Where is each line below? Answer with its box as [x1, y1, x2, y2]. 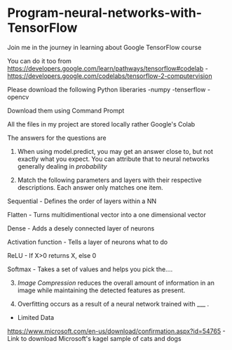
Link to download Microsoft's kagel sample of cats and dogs [7, 334, 182, 342]
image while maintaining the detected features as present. [17, 286, 186, 294]
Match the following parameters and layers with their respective [17, 176, 202, 184]
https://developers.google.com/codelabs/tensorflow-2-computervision [7, 72, 212, 80]
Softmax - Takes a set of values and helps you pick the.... [7, 265, 173, 273]
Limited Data [17, 313, 55, 321]
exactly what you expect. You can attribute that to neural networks [17, 155, 210, 163]
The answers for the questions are [7, 134, 107, 142]
